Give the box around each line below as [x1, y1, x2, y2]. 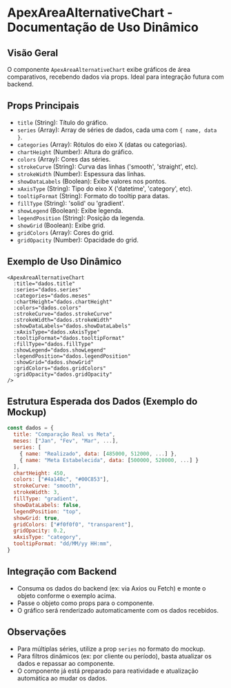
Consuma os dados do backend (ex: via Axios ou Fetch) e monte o [17, 584, 206, 592]
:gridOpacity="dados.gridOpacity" [13, 371, 112, 378]
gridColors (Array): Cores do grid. [17, 228, 114, 236]
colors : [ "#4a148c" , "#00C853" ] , [13, 476, 110, 483]
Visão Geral [7, 47, 59, 59]
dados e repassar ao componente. [17, 659, 115, 667]
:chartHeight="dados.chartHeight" [13, 298, 112, 305]
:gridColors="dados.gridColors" [13, 365, 107, 372]
